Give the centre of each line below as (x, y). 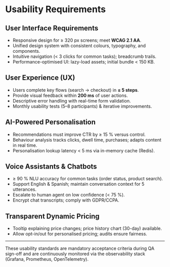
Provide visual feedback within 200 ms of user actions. (70, 95)
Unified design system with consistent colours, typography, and (79, 46)
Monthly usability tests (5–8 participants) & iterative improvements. (82, 106)
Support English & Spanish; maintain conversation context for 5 (78, 184)
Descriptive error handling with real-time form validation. (72, 101)
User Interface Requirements (52, 28)
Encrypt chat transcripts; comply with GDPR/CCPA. (66, 200)
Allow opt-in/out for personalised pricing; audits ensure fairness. (80, 234)
